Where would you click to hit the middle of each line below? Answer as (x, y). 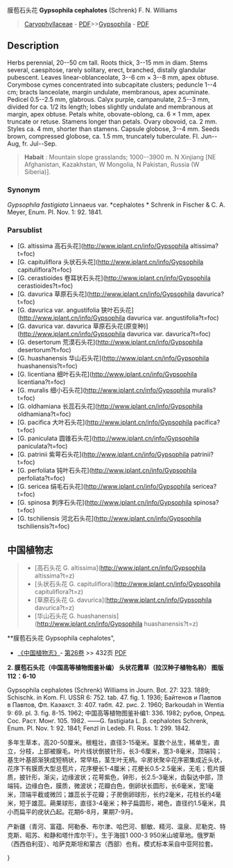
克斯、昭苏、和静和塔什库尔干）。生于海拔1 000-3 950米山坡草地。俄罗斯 (111, 835)
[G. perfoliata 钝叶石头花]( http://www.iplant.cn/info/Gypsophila (107, 471)
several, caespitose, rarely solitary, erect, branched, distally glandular (106, 70)
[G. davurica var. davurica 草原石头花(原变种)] (83, 326)
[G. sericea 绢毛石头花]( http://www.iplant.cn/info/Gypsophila (104, 487)
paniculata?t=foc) (42, 446)
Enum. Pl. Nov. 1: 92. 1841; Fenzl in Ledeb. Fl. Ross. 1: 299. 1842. (99, 728)
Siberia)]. (37, 171)
